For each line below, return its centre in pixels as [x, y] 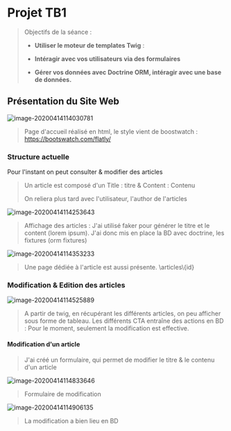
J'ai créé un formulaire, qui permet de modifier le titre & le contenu [119, 360]
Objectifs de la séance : [58, 32]
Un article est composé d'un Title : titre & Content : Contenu [110, 186]
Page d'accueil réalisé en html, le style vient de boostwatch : [111, 131]
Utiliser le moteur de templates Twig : [89, 45]
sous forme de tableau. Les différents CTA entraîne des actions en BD [124, 321]
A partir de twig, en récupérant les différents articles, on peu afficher [122, 314]
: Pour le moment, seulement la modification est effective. [106, 328]
